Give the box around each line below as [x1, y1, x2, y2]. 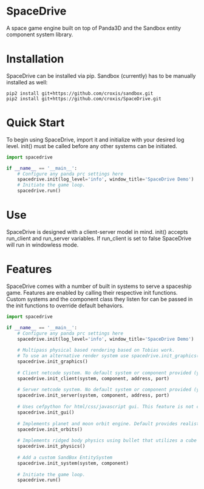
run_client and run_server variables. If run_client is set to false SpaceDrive [6, 235, 192, 242]
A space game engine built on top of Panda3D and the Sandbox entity [6, 24, 181, 32]
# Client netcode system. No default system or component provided [17, 369, 191, 376]
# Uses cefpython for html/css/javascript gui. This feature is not [17, 404, 194, 410]
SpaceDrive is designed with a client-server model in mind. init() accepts [6, 228, 188, 235]
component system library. [6, 30, 73, 38]
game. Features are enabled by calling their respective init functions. [6, 289, 178, 296]
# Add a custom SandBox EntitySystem [17, 454, 113, 460]
